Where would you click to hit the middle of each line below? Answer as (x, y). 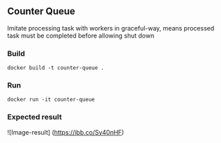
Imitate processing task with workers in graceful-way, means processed (111, 28)
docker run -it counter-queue (51, 100)
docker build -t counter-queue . (56, 68)
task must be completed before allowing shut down (81, 35)
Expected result (35, 117)
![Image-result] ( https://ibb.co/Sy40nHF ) (66, 132)
